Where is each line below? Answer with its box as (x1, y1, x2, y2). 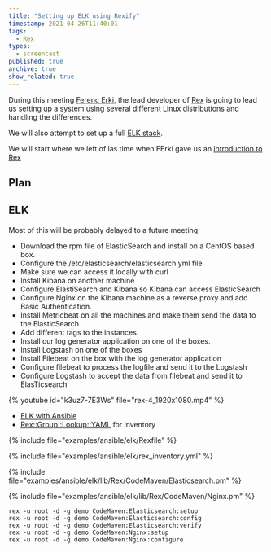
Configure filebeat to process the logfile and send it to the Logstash (20, 361, 247, 371)
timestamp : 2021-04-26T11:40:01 (8, 20, 118, 28)
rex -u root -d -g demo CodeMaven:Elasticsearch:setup (8, 506, 199, 515)
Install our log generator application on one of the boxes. (20, 335, 211, 346)
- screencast (15, 50, 60, 58)
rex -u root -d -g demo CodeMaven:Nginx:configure (8, 535, 184, 544)
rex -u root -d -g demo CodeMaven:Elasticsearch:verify (8, 521, 202, 529)
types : (8, 42, 31, 50)
